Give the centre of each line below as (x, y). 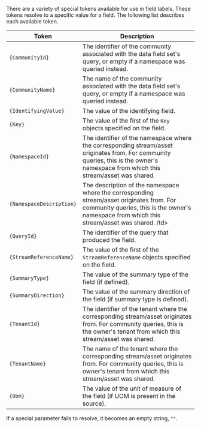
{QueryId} (23, 236)
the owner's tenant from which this (132, 331)
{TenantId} (25, 324)
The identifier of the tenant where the (135, 309)
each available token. (32, 21)
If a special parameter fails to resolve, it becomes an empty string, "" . (92, 418)
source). (95, 403)
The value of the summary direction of (136, 292)
